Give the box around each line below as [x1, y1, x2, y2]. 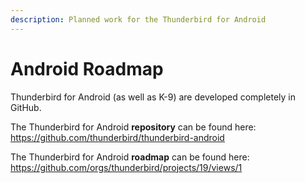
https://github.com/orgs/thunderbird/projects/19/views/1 [10, 161, 243, 173]
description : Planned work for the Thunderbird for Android [10, 14, 267, 25]
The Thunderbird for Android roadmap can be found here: [10, 151, 250, 163]
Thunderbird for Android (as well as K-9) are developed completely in [10, 91, 296, 103]
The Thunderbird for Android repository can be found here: [10, 121, 257, 133]
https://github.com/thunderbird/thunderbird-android [10, 131, 225, 143]
